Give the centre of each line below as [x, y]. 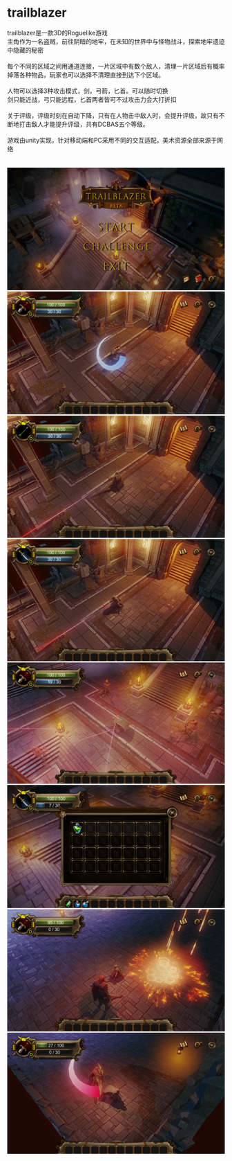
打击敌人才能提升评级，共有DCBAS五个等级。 [84, 124]
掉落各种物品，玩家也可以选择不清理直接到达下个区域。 [86, 75]
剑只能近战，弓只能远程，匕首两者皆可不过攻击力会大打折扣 [92, 99]
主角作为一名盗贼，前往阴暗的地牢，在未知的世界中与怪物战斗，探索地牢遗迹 [116, 41]
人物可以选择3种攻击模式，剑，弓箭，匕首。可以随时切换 [88, 91]
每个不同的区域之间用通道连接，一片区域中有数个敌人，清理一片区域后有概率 [116, 66]
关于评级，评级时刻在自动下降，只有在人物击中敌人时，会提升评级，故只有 [113, 115]
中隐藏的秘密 [25, 50]
